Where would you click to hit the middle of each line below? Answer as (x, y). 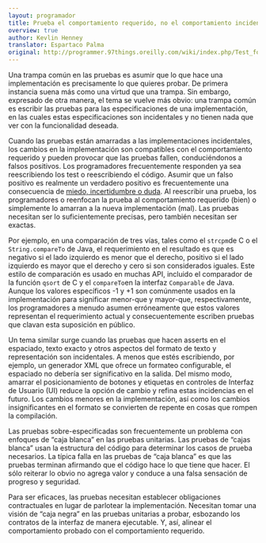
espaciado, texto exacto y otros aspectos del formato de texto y (112, 348)
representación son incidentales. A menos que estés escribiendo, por (122, 357)
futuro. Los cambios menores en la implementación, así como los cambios (129, 399)
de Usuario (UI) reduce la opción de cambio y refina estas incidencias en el (131, 390)
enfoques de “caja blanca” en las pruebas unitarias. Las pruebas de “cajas (129, 440)
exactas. (22, 225)
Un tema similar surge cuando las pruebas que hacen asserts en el (117, 340)
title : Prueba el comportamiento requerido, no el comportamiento (120, 23)
